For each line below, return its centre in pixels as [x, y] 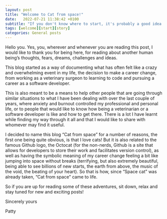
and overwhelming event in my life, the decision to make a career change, [81, 73]
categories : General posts [33, 33]
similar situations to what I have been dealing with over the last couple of [80, 98]
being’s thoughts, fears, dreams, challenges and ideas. [61, 58]
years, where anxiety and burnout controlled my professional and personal [82, 104]
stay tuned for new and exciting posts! [44, 192]
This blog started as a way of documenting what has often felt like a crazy [81, 67]
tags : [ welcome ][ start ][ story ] [38, 28]
